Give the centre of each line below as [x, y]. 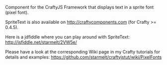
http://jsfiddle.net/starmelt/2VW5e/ [41, 42]
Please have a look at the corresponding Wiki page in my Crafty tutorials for [83, 52]
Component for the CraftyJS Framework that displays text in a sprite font [80, 7]
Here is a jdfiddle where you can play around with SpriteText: [68, 37]
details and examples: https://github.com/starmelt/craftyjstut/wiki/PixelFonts [83, 57]
